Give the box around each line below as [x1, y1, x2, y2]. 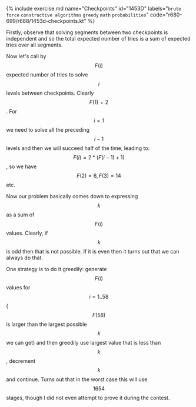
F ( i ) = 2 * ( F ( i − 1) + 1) [73, 154, 125, 161]
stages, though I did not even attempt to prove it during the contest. [6, 394, 170, 401]
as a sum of [6, 211, 35, 218]
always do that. [6, 254, 43, 261]
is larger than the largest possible [6, 321, 87, 328]
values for [6, 284, 31, 291]
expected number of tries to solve [6, 71, 88, 78]
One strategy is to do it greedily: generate [6, 266, 107, 272]
